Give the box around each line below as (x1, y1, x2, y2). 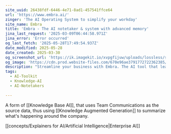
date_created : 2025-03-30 (5, 50, 60, 55)
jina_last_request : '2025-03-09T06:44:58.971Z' (5, 31, 108, 36)
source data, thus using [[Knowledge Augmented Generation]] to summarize (5, 108, 166, 114)
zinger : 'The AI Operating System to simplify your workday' (5, 17, 138, 22)
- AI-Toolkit (10, 74, 38, 79)
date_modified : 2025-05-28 (5, 45, 63, 50)
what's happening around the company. (5, 113, 89, 119)
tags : (5, 69, 17, 74)
